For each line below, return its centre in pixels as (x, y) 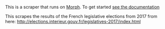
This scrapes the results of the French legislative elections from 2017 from (81, 16)
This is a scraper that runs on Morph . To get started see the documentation (82, 7)
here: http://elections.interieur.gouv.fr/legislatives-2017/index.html (73, 22)
